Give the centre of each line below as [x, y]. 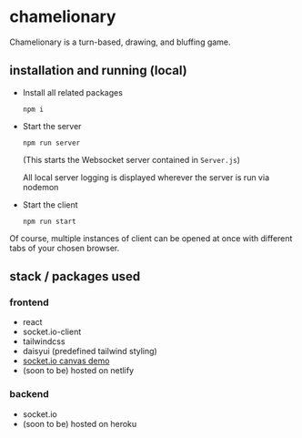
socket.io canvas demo [66, 361]
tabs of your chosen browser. [65, 248]
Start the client [50, 204]
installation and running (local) [99, 71]
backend [29, 394]
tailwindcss [44, 341]
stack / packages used [75, 276]
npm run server [51, 143]
